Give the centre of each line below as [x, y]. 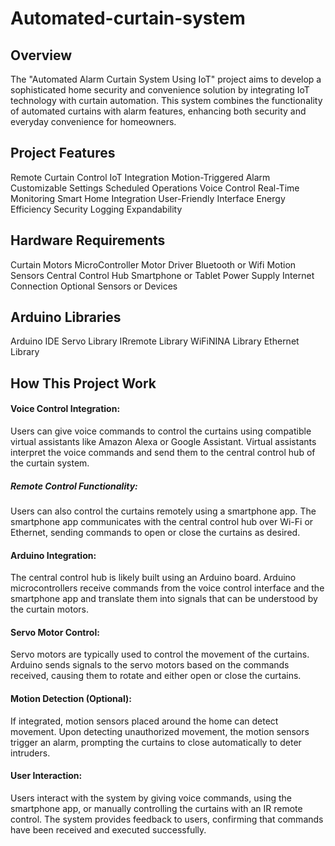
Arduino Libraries [66, 317]
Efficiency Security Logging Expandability [96, 209]
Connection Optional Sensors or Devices [94, 286]
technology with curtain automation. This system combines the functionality [166, 100]
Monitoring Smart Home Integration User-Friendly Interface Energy [148, 198]
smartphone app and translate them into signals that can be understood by [164, 599]
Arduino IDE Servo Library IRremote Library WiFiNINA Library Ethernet [155, 341]
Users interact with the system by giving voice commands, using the [151, 798]
